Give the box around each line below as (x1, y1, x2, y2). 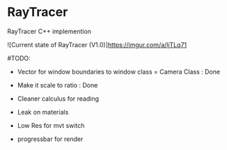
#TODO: (7, 53, 31, 62)
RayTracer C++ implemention (7, 27, 92, 35)
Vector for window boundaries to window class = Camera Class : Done (17, 67, 221, 76)
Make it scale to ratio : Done (17, 81, 98, 89)
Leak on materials (17, 108, 69, 116)
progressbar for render (17, 135, 84, 143)
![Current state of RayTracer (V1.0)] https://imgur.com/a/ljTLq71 (7, 40, 187, 49)
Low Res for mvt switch (17, 121, 85, 129)
